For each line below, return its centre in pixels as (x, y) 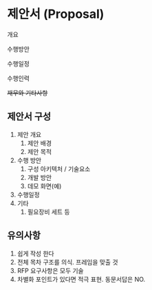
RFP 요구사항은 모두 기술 (50, 270)
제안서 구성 (29, 116)
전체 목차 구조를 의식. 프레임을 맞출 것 (67, 262)
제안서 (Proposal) (56, 14)
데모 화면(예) (44, 186)
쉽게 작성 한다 (35, 253)
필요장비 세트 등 (48, 212)
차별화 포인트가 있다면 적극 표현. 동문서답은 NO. (81, 279)
